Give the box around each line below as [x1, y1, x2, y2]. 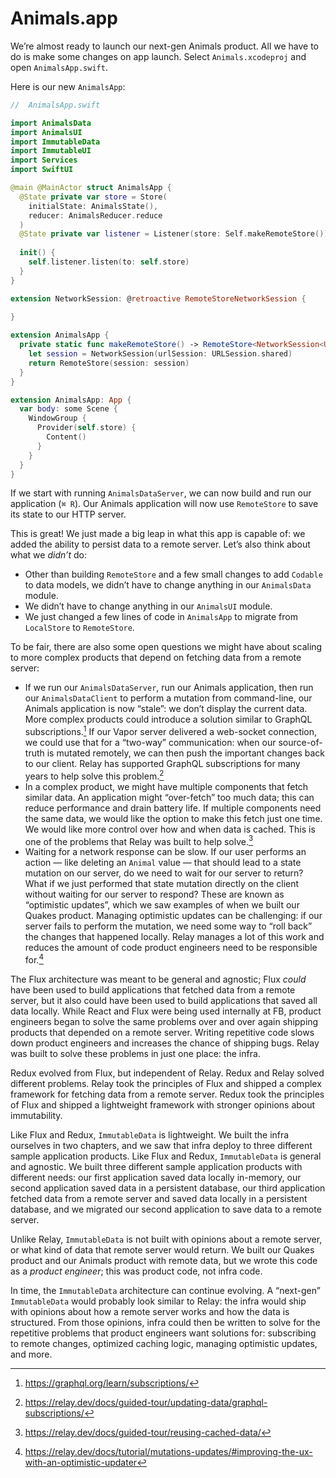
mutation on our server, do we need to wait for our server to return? [24, 867, 304, 879]
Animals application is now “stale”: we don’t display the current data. [24, 703, 308, 715]
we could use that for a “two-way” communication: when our [24, 737, 277, 749]
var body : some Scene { [19, 404, 118, 414]
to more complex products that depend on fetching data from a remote [10, 652, 302, 664]
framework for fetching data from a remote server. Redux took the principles [10, 1088, 325, 1101]
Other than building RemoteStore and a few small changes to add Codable [24, 568, 323, 581]
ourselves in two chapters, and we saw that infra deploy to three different [10, 1140, 313, 1152]
